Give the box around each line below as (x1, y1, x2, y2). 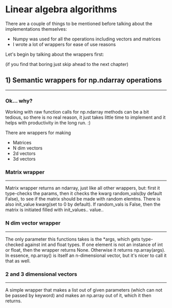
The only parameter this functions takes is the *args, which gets (5, 236, 141, 242)
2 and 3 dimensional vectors (5, 270, 78, 277)
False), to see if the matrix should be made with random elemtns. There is (5, 196, 161, 202)
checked (5, 241, 24, 248)
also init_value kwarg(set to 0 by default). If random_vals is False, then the (5, 201, 161, 208)
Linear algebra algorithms (5, 4, 117, 15)
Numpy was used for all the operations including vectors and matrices (12, 36, 161, 42)
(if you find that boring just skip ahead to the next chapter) (5, 61, 129, 67)
